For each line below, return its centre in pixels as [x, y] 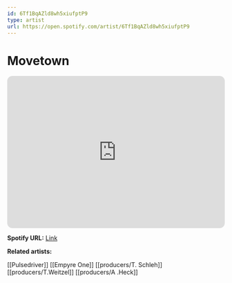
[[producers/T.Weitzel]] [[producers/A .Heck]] [72, 272]
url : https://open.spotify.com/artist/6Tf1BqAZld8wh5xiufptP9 [98, 26]
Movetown [38, 61]
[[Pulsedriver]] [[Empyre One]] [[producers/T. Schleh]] [85, 265]
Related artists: [30, 252]
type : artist [26, 20]
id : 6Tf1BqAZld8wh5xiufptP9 [48, 13]
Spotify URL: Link [32, 238]
